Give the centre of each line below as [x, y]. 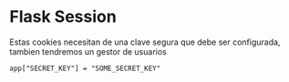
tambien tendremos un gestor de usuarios [88, 51]
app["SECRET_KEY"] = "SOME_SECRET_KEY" [85, 68]
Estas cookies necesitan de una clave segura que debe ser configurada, [145, 42]
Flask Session [63, 17]
